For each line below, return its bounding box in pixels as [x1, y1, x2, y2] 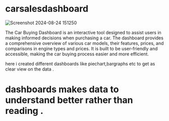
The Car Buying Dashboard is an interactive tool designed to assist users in [5, 29, 161, 35]
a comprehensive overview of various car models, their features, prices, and [5, 40, 164, 46]
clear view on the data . [5, 66, 54, 72]
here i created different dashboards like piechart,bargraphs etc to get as [5, 60, 155, 67]
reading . [5, 105, 44, 116]
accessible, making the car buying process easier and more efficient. [5, 51, 149, 57]
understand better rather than [5, 94, 133, 106]
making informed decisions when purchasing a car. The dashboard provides [5, 35, 164, 41]
